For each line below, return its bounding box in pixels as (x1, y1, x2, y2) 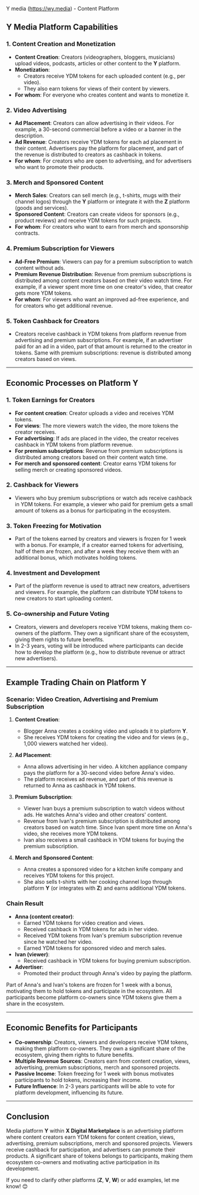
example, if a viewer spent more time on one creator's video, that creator (14, 283, 193, 290)
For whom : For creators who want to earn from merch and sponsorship (14, 223, 189, 231)
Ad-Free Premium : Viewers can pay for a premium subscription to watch (14, 258, 193, 265)
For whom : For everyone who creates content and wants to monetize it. (14, 91, 190, 98)
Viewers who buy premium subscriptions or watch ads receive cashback (14, 494, 192, 501)
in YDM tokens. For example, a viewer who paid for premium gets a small (14, 500, 193, 507)
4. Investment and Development (6, 569, 101, 577)
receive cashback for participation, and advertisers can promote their (6, 1146, 176, 1154)
